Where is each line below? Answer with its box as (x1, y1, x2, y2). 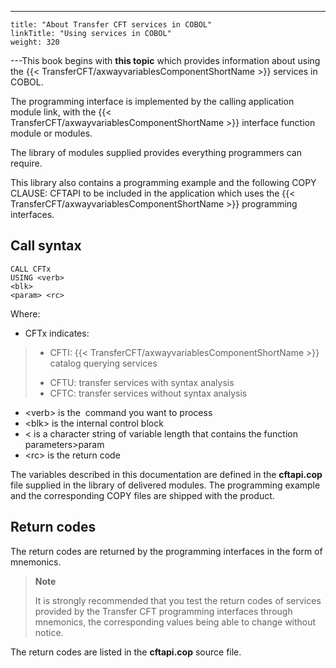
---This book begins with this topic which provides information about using (10, 55, 321, 66)
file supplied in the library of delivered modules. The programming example (10, 479, 321, 491)
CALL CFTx (10, 264, 52, 274)
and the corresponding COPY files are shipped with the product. (10, 489, 275, 501)
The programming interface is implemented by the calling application (10, 96, 295, 107)
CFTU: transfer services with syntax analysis (49, 376, 235, 388)
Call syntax (10, 237, 82, 255)
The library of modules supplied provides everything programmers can (10, 147, 302, 158)
